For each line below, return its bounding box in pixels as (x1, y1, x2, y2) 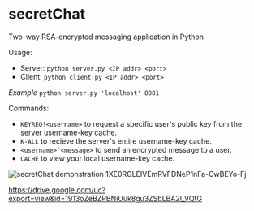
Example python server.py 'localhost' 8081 (8, 87, 160, 97)
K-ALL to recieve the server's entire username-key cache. (19, 136, 213, 146)
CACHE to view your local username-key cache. (19, 153, 175, 163)
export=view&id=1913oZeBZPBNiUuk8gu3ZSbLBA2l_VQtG (8, 193, 203, 203)
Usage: (8, 47, 32, 57)
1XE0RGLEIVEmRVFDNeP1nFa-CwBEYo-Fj (105, 169, 247, 179)
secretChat (8, 5, 86, 24)
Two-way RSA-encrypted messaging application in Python (8, 32, 204, 41)
